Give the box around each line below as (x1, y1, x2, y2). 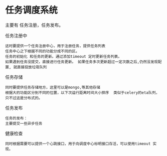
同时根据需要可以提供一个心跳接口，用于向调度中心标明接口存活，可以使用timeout (5, 141, 151, 146)
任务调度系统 (5, 4, 58, 16)
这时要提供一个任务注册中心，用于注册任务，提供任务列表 (5, 43, 106, 48)
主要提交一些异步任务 (5, 121, 42, 126)
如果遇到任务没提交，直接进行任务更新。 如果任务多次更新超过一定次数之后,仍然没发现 (5, 59, 158, 64)
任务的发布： (5, 116, 28, 121)
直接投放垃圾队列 (17, 64, 47, 70)
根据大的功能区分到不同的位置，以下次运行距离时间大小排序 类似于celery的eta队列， (5, 90, 160, 95)
